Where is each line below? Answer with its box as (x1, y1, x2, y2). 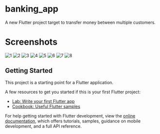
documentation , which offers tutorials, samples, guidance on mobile (5, 118, 141, 124)
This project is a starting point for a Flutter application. (5, 79, 113, 85)
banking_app (5, 3, 59, 15)
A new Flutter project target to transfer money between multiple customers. (5, 19, 156, 25)
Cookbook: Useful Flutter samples (12, 103, 80, 109)
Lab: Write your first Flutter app (12, 98, 75, 104)
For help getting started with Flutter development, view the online (5, 113, 136, 118)
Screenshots (5, 36, 58, 48)
